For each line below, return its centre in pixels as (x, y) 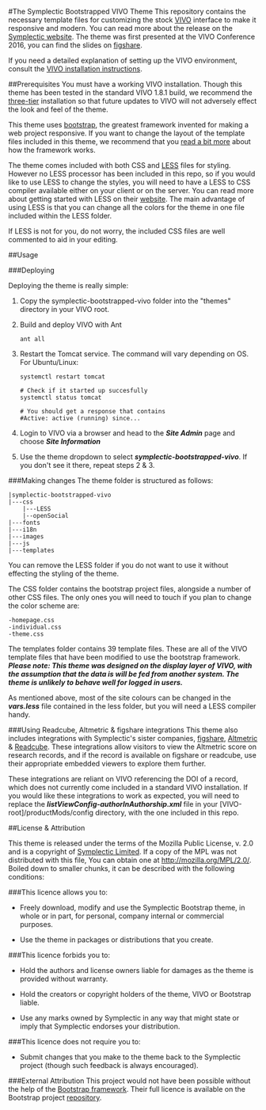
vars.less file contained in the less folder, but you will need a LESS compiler (132, 706)
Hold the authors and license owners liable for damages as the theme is (137, 970)
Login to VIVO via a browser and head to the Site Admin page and (127, 433)
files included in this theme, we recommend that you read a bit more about (129, 141)
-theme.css (26, 634)
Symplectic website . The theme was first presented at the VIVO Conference (132, 36)
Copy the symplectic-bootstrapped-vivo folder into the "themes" (125, 301)
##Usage (23, 255)
